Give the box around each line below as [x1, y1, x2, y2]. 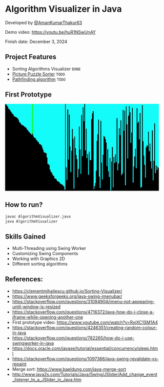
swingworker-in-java [12, 340, 54, 346]
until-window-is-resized [12, 304, 61, 310]
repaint [12, 361, 27, 367]
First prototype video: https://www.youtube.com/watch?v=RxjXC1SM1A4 [12, 319, 158, 325]
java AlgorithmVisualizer [5, 219, 58, 224]
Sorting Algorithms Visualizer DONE [12, 66, 81, 72]
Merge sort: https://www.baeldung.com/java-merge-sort [12, 366, 126, 372]
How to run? [5, 200, 43, 209]
